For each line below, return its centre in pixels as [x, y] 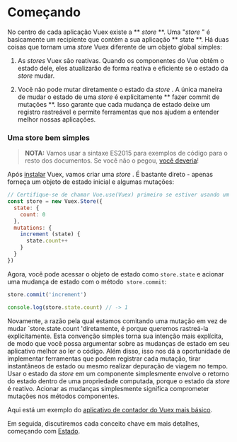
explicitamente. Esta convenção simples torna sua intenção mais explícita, [115, 336]
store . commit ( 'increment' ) [47, 294]
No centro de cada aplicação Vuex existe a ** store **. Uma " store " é [109, 32]
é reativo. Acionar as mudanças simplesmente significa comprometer [109, 388]
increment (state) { [50, 234]
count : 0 [33, 214]
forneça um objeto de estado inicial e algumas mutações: [91, 182]
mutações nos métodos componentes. [63, 396]
